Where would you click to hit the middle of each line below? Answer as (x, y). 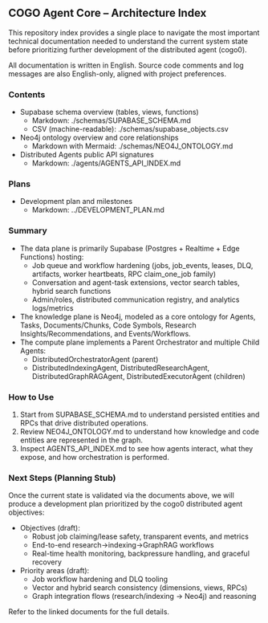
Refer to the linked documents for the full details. (89, 612)
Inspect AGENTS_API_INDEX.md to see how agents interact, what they (136, 448)
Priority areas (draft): (55, 571)
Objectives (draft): (50, 528)
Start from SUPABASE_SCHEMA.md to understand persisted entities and (140, 414)
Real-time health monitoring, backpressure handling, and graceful (141, 554)
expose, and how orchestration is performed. (95, 457)
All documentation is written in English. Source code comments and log (126, 65)
